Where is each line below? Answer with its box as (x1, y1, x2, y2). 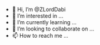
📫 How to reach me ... (12, 32, 68, 39)
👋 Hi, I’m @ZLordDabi (12, 6, 66, 13)
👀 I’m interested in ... (12, 12, 64, 19)
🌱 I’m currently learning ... (12, 19, 77, 26)
